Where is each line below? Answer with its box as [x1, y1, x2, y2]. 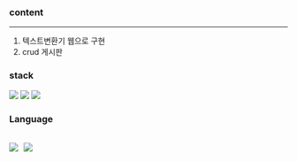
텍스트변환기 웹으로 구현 [21, 35, 106, 46]
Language [9, 112, 54, 125]
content [9, 6, 44, 19]
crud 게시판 [21, 47, 64, 57]
